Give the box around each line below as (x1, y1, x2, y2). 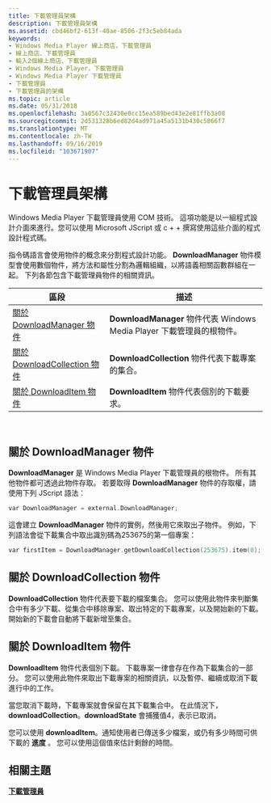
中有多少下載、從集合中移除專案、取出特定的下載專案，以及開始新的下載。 (15, 603, 263, 613)
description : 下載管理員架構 (8, 19, 98, 27)
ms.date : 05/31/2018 (8, 102, 78, 110)
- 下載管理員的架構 (8, 87, 65, 95)
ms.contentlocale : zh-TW (8, 132, 92, 140)
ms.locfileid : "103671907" (8, 147, 99, 155)
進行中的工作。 (8, 683, 58, 692)
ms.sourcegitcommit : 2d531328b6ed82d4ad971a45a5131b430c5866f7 (8, 117, 226, 125)
